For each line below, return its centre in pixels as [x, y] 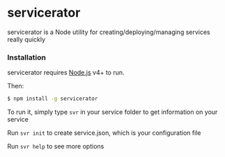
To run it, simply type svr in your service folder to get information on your [113, 112]
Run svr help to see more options [56, 147]
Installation [27, 57]
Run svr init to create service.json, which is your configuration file [104, 133]
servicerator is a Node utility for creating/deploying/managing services [109, 32]
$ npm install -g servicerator [53, 99]
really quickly [26, 39]
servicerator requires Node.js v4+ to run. [66, 73]
